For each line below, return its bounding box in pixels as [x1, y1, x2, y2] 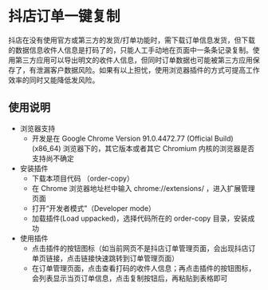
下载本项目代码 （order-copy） [31, 173, 134, 183]
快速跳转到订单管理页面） [94, 253, 179, 263]
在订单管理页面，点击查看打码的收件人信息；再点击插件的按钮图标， [31, 263, 256, 272]
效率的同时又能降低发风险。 [8, 75, 100, 85]
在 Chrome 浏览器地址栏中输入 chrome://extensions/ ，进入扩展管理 [31, 183, 255, 193]
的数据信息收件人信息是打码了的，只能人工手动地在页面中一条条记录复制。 [8, 45, 253, 54]
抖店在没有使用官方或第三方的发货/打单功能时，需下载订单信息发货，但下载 [8, 35, 256, 45]
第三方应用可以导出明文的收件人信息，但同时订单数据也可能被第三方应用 [14, 55, 253, 65]
